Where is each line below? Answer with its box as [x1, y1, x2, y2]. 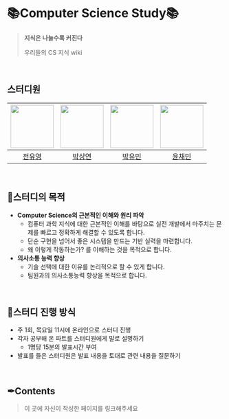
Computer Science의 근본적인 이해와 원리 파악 [17, 211, 144, 219]
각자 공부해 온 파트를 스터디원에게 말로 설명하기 [17, 335, 144, 343]
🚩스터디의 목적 [7, 192, 65, 203]
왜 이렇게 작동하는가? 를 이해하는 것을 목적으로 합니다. [27, 245, 172, 253]
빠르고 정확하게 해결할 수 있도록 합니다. [40, 228, 145, 236]
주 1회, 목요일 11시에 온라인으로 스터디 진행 [17, 326, 131, 334]
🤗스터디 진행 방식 [7, 306, 76, 318]
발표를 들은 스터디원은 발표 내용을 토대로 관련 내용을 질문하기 [17, 352, 181, 360]
